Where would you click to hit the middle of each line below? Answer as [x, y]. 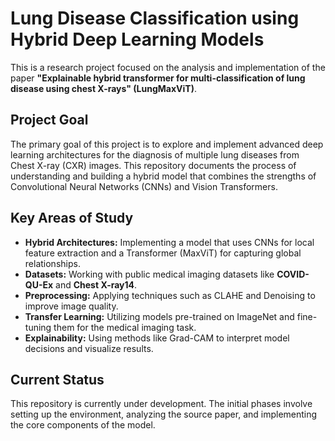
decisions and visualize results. [89, 348]
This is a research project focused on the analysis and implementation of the [168, 67]
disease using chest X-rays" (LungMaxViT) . [103, 88]
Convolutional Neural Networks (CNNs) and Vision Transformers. [144, 186]
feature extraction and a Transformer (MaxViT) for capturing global [163, 253]
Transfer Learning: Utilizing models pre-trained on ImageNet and [159, 316]
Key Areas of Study [72, 218]
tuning [38, 327]
